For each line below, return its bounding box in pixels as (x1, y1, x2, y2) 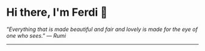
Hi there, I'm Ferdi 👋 (6, 5, 108, 19)
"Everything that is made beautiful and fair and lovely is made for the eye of (6, 25, 198, 33)
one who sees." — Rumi (6, 32, 66, 39)
